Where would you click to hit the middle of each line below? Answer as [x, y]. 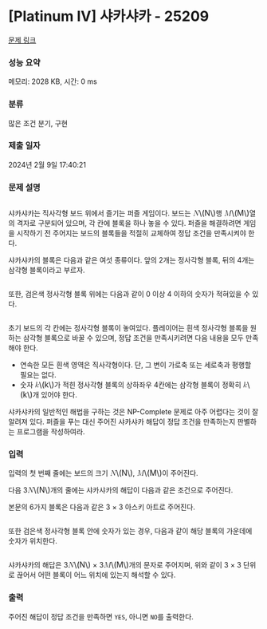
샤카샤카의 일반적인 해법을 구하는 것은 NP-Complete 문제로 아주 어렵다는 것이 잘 [133, 412]
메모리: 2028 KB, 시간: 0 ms [53, 81]
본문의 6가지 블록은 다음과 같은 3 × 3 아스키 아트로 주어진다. [102, 507]
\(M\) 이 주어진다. [171, 473]
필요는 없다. [38, 375]
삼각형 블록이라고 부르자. [47, 270]
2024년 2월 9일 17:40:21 [47, 164]
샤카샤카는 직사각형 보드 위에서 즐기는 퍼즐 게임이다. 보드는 [100, 213]
